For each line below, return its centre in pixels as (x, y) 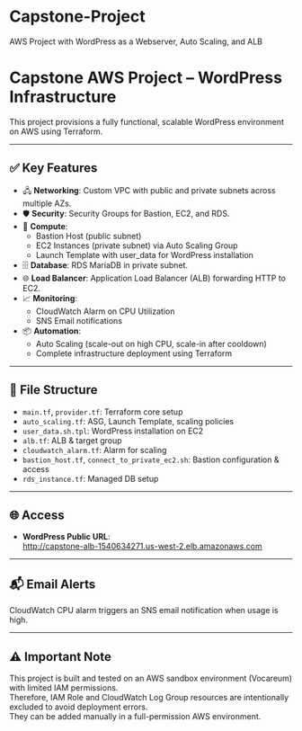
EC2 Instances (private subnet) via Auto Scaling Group (137, 245)
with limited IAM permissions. (64, 687)
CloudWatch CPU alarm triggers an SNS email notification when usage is (144, 611)
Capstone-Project (77, 17)
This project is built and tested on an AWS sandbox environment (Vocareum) (151, 678)
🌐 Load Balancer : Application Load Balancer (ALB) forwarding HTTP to (154, 278)
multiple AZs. (47, 203)
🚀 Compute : (45, 226)
